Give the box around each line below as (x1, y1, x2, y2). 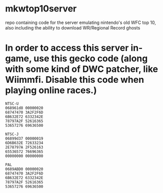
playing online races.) (5, 85, 97, 96)
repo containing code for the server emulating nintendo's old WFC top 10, (5, 19, 156, 25)
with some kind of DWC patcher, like (5, 63, 159, 75)
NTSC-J (5, 132, 19, 137)
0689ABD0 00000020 (5, 167, 43, 172)
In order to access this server (5, 42, 129, 54)
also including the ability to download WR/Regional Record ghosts (5, 24, 141, 30)
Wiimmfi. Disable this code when (5, 74, 145, 85)
